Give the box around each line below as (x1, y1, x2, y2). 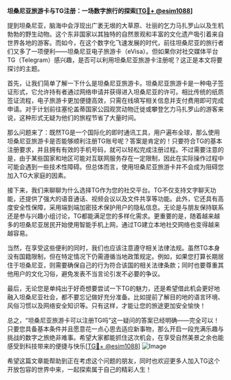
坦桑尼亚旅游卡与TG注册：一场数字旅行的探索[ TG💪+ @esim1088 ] (7, 7, 193, 14)
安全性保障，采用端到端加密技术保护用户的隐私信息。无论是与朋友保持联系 (12, 203, 224, 211)
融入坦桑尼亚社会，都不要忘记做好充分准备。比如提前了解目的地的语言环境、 (7, 293, 224, 301)
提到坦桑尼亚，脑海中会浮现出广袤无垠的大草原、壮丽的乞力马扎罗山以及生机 (7, 21, 224, 30)
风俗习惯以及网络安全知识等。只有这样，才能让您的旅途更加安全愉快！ (7, 301, 206, 310)
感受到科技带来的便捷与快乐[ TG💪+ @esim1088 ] (7, 342, 141, 350)
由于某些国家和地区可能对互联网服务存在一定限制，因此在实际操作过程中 (19, 154, 224, 162)
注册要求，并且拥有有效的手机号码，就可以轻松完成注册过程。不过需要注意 (7, 146, 218, 154)
